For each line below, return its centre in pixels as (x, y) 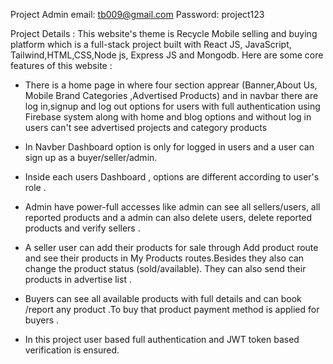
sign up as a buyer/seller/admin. (91, 157)
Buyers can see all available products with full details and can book (163, 298)
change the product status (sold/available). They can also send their (165, 268)
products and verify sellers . (82, 228)
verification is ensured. (72, 350)
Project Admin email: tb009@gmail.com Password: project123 (137, 14)
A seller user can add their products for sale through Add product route (171, 247)
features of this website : (61, 65)
